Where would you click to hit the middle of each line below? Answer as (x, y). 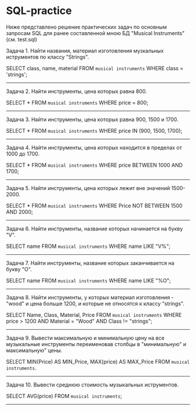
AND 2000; (20, 212)
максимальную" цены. (34, 350)
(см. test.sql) (22, 39)
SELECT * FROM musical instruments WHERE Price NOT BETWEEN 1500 (94, 205)
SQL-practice (39, 11)
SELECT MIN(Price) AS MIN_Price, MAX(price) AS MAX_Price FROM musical (98, 361)
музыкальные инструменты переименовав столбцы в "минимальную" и (96, 344)
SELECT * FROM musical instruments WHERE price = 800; (77, 102)
